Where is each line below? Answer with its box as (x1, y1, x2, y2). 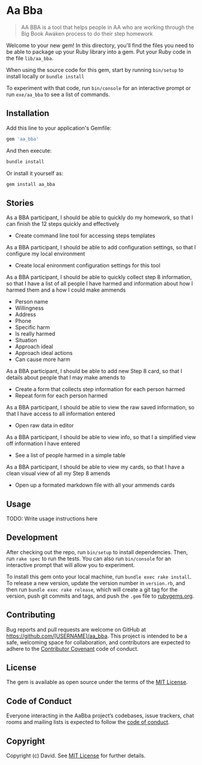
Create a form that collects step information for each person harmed (14, 386, 185, 393)
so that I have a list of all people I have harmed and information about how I (6, 280, 193, 287)
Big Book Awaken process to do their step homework (21, 30, 153, 37)
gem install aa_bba (6, 181, 55, 187)
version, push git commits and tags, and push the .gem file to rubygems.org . (6, 592, 195, 600)
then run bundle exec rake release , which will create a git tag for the (6, 586, 178, 593)
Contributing (6, 610, 55, 620)
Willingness (14, 304, 44, 312)
